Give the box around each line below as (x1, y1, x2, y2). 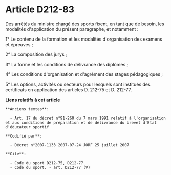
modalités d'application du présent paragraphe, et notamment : (5, 26, 139, 32)
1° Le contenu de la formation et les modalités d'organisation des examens (5, 36, 162, 42)
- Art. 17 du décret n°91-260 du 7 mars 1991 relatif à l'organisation (10, 115, 166, 121)
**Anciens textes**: (5, 106, 50, 111)
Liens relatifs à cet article (5, 96, 60, 103)
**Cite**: (5, 151, 27, 157)
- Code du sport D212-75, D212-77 (10, 160, 83, 165)
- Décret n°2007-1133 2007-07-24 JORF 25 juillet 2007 (10, 142, 130, 147)
